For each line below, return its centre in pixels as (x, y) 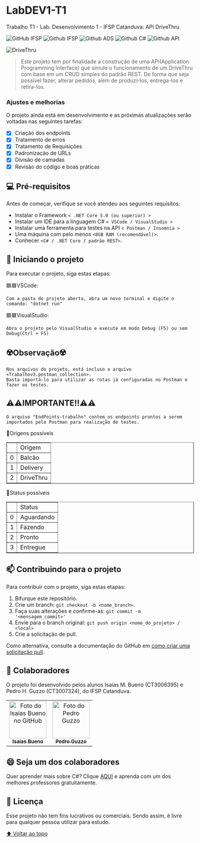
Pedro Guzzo (71, 741)
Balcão (30, 457)
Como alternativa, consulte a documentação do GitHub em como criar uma (98, 645)
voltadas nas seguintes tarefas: (45, 121)
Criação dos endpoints (43, 133)
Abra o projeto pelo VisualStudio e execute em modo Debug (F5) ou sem (97, 329)
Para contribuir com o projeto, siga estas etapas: (66, 586)
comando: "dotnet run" (34, 304)
